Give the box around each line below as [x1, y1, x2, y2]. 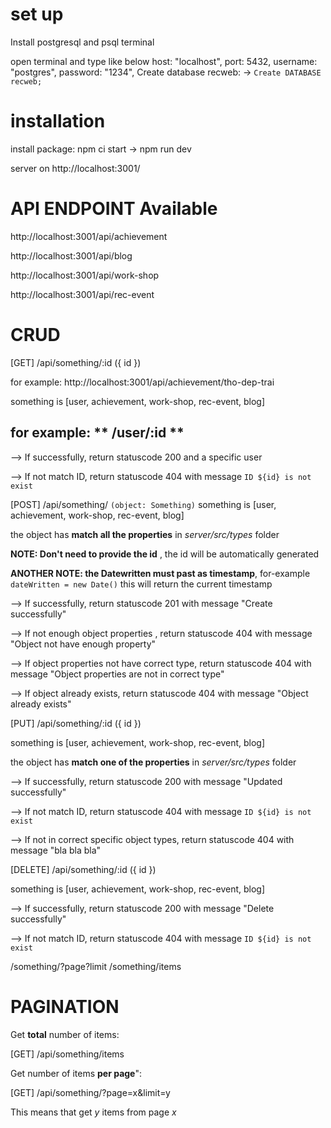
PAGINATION [10, 995, 120, 1018]
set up [10, 3, 64, 26]
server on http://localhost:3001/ [10, 162, 141, 174]
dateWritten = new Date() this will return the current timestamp [10, 578, 273, 590]
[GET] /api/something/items [10, 1048, 125, 1060]
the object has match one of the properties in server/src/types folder [10, 756, 297, 768]
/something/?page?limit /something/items [10, 960, 182, 972]
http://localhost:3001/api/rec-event [10, 288, 155, 300]
